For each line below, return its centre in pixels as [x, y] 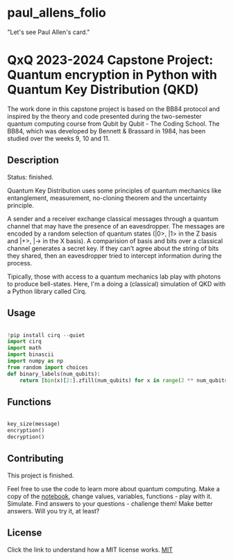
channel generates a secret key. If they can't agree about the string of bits [113, 248]
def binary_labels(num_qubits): [54, 374]
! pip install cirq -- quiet [46, 335]
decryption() [26, 437]
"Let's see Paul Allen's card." [49, 32]
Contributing [35, 459]
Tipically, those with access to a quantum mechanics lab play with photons [114, 277]
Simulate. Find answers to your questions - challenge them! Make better [110, 503]
